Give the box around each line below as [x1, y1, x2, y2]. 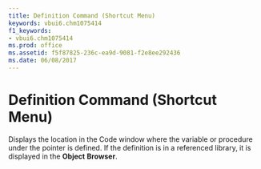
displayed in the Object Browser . [8, 151, 118, 161]
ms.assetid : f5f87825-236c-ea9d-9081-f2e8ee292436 [8, 49, 181, 57]
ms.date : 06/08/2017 [8, 57, 78, 65]
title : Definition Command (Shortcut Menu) [8, 11, 156, 20]
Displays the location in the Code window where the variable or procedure [8, 134, 254, 144]
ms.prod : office [8, 42, 62, 50]
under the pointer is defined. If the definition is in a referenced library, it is [8, 143, 251, 152]
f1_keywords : [8, 26, 52, 34]
